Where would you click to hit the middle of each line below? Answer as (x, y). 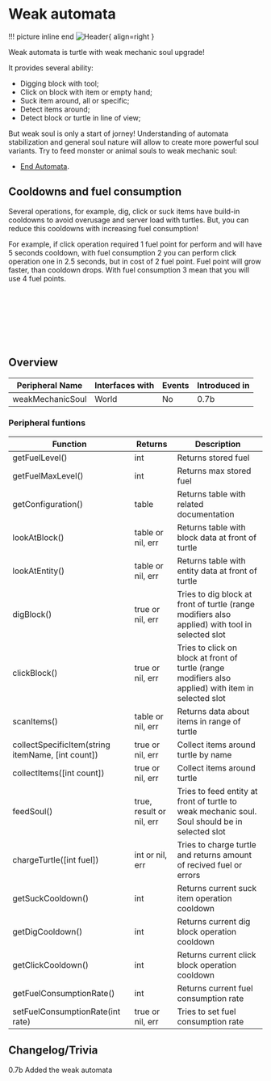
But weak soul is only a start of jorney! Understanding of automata (119, 133)
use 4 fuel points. (38, 278)
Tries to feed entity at (217, 791)
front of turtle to (207, 801)
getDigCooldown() (48, 931)
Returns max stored (214, 471)
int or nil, (151, 855)
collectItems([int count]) (58, 773)
